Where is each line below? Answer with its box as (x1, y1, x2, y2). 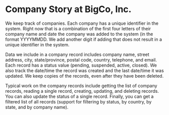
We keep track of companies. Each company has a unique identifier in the (5, 20, 159, 26)
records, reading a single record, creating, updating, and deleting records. (5, 88, 159, 94)
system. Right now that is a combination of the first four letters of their (5, 25, 151, 31)
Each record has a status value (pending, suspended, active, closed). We (5, 62, 157, 68)
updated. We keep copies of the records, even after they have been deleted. (5, 73, 164, 79)
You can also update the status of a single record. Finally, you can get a (5, 93, 154, 99)
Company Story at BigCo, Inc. (5, 4, 132, 15)
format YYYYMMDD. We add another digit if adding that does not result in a (5, 36, 162, 42)
